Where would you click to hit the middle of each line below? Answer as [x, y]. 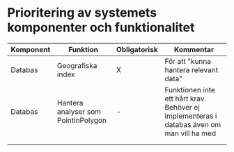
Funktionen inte [190, 90]
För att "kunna [188, 61]
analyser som [79, 111]
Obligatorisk [137, 49]
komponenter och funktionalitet [101, 27]
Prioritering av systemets [82, 13]
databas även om [193, 124]
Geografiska [77, 65]
